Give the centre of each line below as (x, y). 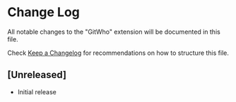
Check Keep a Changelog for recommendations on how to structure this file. (118, 53)
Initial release (37, 91)
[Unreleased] (37, 75)
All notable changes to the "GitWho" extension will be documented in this (114, 32)
